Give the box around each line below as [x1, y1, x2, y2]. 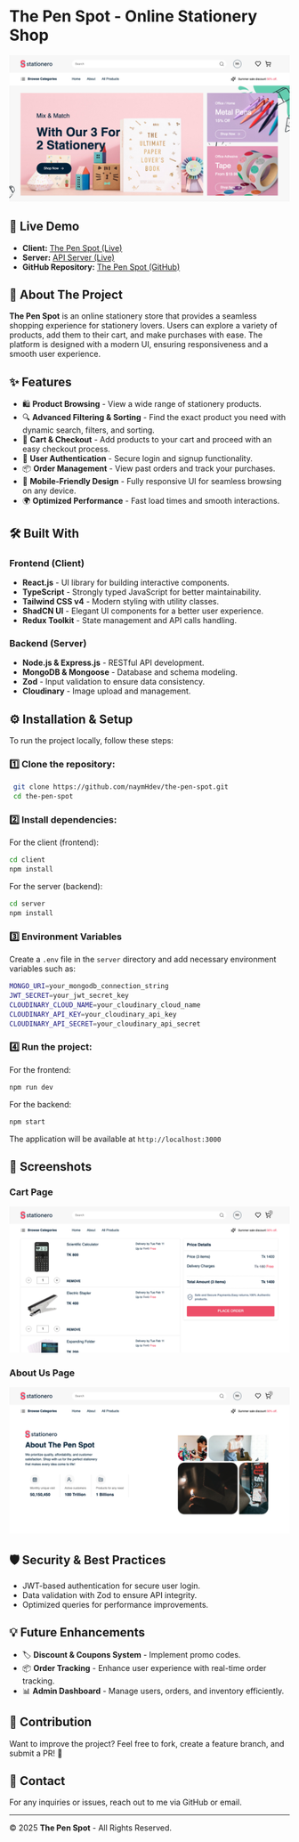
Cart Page [9, 1186, 53, 1198]
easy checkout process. [21, 443, 111, 455]
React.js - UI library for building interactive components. [21, 577, 230, 588]
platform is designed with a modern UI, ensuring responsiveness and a [9, 339, 269, 350]
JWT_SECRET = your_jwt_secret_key [9, 991, 129, 1001]
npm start [9, 1117, 46, 1126]
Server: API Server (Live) [21, 252, 116, 263]
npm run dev [9, 1083, 53, 1091]
